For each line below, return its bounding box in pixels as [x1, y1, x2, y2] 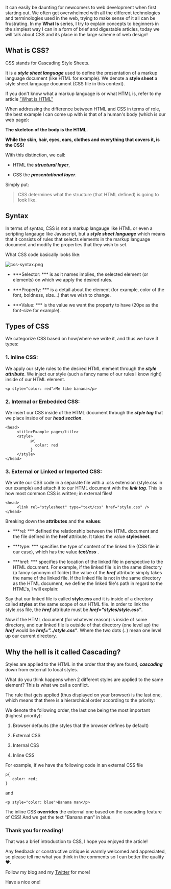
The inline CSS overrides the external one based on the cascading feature [5, 809, 162, 815]
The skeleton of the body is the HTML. [5, 126, 88, 132]
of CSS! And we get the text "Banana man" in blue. [5, 814, 112, 821]
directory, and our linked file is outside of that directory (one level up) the [5, 622, 159, 628]
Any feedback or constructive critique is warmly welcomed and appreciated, [5, 848, 166, 855]
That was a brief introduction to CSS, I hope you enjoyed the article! [5, 838, 148, 845]
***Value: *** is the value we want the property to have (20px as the [12, 301, 159, 308]
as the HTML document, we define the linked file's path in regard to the [12, 580, 163, 587]
